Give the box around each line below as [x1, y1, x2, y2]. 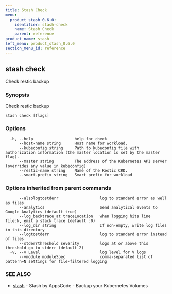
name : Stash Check [14, 27, 54, 32]
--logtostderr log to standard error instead [19, 232, 167, 237]
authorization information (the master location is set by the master [5, 150, 160, 155]
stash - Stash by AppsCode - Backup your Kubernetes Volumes [12, 282, 148, 288]
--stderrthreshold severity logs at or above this [19, 241, 148, 246]
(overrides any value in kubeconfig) [5, 163, 87, 169]
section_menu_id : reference [5, 46, 66, 51]
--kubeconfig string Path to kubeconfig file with [19, 145, 140, 151]
